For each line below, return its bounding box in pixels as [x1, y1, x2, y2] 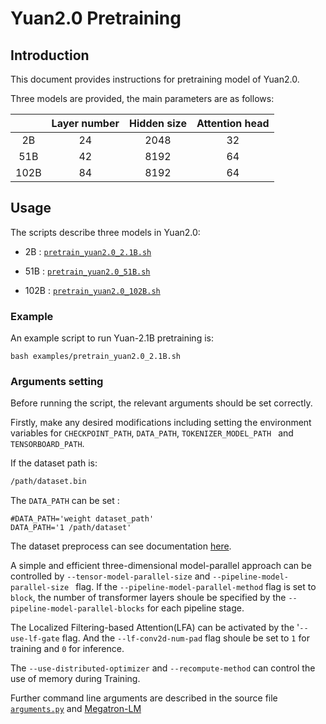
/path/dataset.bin [10, 477, 87, 487]
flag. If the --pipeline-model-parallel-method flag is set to [75, 581, 317, 593]
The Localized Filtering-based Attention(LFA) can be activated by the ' [10, 622, 300, 634]
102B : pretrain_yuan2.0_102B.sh [24, 284, 161, 296]
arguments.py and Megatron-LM [10, 703, 142, 715]
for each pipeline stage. [146, 602, 245, 614]
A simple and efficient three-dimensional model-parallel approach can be [10, 560, 312, 572]
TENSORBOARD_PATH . [10, 438, 85, 450]
